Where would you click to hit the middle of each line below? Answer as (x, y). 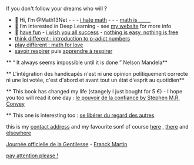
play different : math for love (49, 45)
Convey (16, 104)
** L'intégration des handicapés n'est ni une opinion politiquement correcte (97, 74)
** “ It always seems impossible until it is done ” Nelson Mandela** (87, 62)
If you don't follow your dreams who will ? (57, 9)
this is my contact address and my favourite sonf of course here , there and (98, 127)
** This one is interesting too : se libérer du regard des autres (80, 115)
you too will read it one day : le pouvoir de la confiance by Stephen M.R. (93, 97)
